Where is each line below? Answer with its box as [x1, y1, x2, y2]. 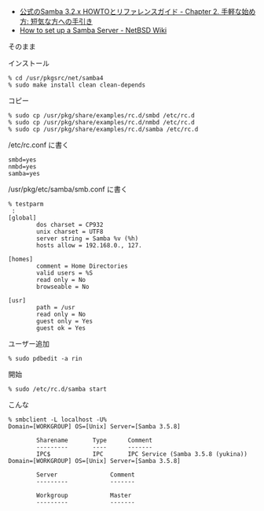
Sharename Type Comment [36, 436, 153, 444]
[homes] [8, 255, 34, 263]
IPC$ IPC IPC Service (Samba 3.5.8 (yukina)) [36, 450, 247, 458]
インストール [8, 58, 49, 68]
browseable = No [36, 283, 90, 291]
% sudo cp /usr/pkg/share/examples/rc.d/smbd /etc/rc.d [8, 112, 195, 120]
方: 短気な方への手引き [19, 17, 93, 26]
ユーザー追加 [8, 339, 49, 348]
